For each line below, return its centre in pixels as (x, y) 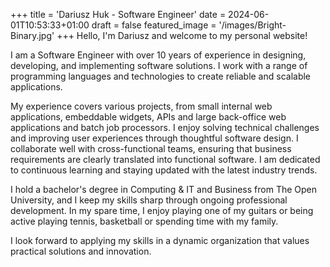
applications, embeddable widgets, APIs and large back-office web (148, 117)
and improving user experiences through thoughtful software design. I (154, 138)
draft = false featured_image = (154, 25)
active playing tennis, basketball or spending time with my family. (144, 221)
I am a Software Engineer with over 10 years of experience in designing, (158, 55)
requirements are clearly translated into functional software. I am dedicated (165, 159)
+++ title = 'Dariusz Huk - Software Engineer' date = (118, 14)
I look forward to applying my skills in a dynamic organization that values (160, 240)
